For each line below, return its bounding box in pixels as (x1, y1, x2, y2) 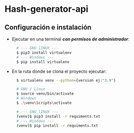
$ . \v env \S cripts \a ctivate (16, 100, 72, 105)
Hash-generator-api (4, 3, 89, 15)
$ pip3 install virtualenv (16, 50, 72, 55)
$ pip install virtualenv (16, 59, 69, 65)
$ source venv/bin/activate (16, 91, 74, 97)
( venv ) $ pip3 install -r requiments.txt (16, 114, 100, 119)
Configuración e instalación (4, 23, 92, 32)
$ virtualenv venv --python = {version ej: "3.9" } (16, 78, 116, 83)
